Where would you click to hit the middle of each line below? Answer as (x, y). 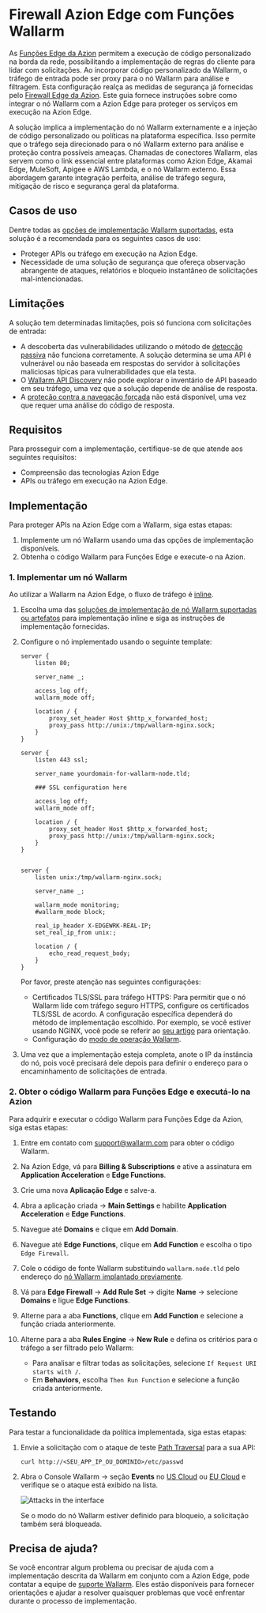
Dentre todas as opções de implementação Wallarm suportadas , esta (121, 230)
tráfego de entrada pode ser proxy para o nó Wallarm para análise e (119, 78)
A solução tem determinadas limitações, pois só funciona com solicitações (130, 322)
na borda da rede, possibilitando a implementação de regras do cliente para (132, 62)
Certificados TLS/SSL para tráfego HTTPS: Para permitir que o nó (139, 998)
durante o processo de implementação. (73, 1601)
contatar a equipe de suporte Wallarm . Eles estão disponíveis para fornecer (132, 1585)
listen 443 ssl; (62, 760)
